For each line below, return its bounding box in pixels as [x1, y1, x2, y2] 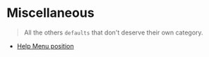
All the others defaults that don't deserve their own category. [23, 28, 203, 37]
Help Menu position [16, 42, 74, 50]
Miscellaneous [6, 5, 95, 21]
